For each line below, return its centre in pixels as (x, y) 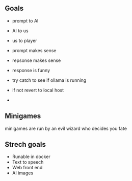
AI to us (20, 31)
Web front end (27, 168)
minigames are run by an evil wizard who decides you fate (66, 128)
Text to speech (28, 162)
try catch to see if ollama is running (49, 80)
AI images (23, 173)
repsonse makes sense (36, 60)
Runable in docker (31, 157)
